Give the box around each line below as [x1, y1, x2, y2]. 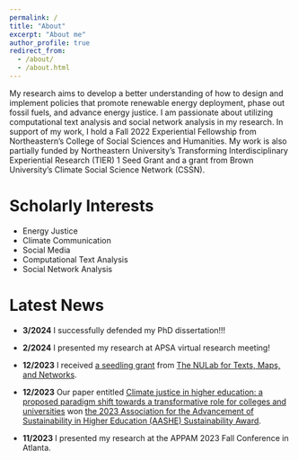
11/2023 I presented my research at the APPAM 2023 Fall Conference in [22, 432, 289, 443]
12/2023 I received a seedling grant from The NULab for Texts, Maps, [22, 359, 281, 370]
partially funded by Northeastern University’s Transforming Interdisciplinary [9, 145, 289, 155]
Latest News [9, 296, 105, 315]
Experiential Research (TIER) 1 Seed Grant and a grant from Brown [9, 155, 254, 165]
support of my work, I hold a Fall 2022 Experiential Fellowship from [9, 126, 258, 137]
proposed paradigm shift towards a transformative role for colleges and [22, 396, 287, 407]
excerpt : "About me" [9, 30, 87, 39]
